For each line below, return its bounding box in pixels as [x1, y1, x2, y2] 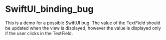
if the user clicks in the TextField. [5, 30, 73, 36]
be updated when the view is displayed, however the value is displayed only [5, 25, 161, 31]
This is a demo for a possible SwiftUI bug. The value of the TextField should [5, 20, 161, 26]
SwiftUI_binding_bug [5, 3, 94, 15]
